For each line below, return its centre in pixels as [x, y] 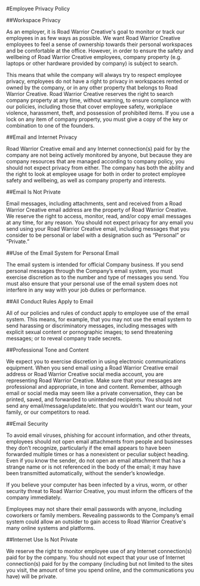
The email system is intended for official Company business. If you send [95, 264]
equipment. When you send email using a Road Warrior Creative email [92, 368]
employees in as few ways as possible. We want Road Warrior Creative [93, 38]
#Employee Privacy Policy [38, 9]
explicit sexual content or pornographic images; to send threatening [90, 332]
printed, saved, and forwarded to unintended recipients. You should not [94, 399]
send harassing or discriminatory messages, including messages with [92, 325]
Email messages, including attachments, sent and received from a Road [94, 203]
